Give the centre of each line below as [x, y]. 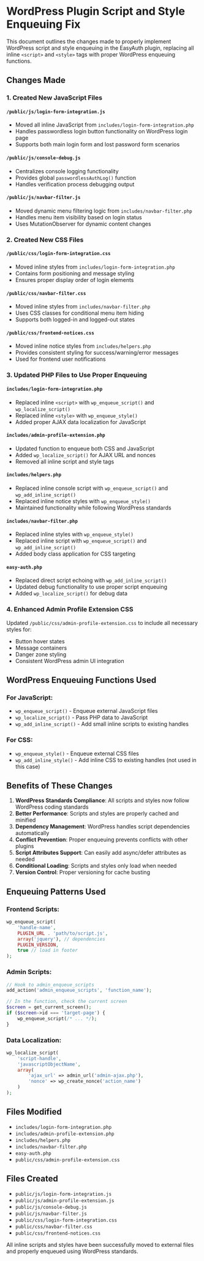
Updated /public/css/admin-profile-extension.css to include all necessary [102, 623]
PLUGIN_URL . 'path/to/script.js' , [63, 933]
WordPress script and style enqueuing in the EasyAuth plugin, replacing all [100, 48]
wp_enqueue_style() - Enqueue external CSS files [77, 753]
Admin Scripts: [29, 972]
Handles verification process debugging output [75, 184]
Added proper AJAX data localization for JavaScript [80, 422]
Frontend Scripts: [33, 909]
